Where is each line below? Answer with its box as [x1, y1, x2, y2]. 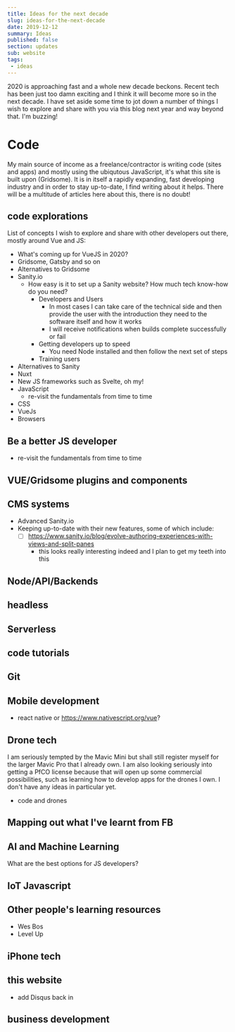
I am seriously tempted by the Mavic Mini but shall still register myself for [7, 753, 220, 761]
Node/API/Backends [7, 575, 99, 587]
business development [7, 1014, 110, 1026]
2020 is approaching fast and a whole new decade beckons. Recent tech [7, 82, 220, 90]
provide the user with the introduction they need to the [49, 310, 208, 318]
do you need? [27, 287, 68, 296]
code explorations [7, 210, 89, 222]
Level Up [17, 930, 44, 938]
